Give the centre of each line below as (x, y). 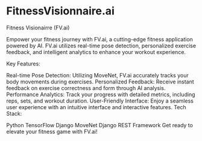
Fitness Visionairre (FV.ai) (38, 28)
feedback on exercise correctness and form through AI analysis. (86, 88)
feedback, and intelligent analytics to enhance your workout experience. (96, 52)
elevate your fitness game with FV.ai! (52, 131)
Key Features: (23, 64)
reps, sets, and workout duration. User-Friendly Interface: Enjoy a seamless (100, 101)
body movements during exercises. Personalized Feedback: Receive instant (100, 82)
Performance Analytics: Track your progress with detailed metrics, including (101, 94)
